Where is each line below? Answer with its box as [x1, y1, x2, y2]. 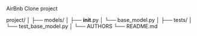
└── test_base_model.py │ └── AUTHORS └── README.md [6, 23, 158, 30]
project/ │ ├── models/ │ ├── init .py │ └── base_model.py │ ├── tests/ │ [6, 17, 193, 23]
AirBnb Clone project [6, 5, 58, 12]
